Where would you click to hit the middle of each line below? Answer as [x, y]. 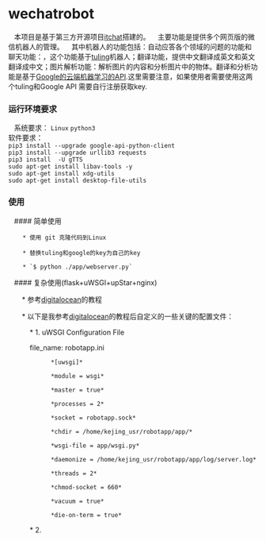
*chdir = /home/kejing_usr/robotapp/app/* [122, 431]
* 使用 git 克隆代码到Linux [65, 238]
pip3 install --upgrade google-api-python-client [92, 146]
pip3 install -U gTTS [46, 160]
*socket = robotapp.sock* [93, 418]
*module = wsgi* [77, 376]
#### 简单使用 [38, 221]
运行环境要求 [33, 109]
